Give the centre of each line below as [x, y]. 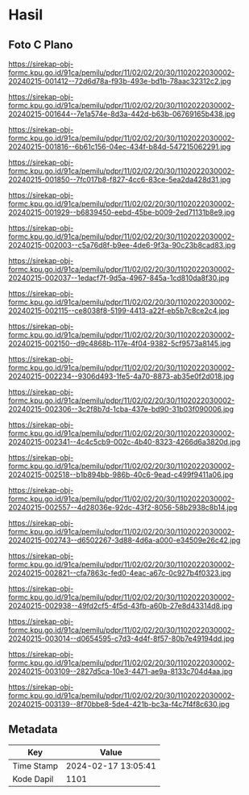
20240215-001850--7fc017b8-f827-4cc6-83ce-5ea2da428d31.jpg [120, 180]
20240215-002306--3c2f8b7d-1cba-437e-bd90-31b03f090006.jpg [121, 409]
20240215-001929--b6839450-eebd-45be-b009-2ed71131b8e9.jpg [122, 212]
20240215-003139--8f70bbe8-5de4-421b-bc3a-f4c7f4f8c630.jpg [119, 704]
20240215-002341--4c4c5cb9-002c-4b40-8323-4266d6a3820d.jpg [124, 442]
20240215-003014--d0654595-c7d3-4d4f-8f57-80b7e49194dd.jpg [122, 638]
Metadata [33, 729]
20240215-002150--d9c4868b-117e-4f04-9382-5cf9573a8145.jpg [120, 343]
